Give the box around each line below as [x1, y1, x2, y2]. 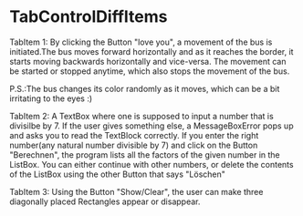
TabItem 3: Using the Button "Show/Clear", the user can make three [9, 186, 264, 197]
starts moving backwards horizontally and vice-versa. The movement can [9, 56, 287, 67]
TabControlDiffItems [9, 6, 168, 27]
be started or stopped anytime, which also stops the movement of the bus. [9, 66, 290, 77]
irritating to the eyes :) [9, 93, 93, 104]
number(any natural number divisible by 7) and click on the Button [9, 139, 258, 150]
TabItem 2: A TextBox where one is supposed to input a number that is [9, 110, 274, 121]
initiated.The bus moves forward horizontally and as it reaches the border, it [9, 46, 294, 57]
